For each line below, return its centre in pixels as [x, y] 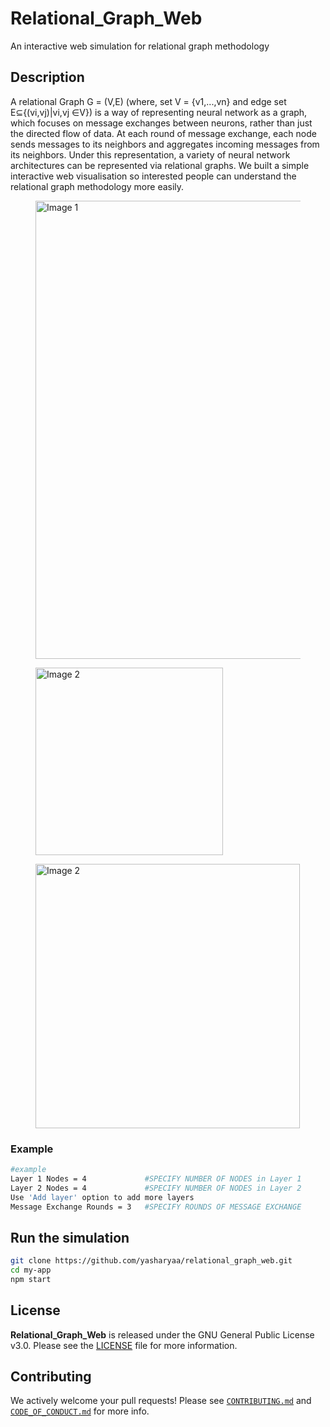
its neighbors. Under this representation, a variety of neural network [150, 154]
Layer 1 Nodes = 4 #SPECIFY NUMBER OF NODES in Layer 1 [156, 1178]
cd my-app [31, 1270]
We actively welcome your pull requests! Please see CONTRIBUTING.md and [161, 1401]
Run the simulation [70, 1237]
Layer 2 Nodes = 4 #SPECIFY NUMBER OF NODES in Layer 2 [156, 1188]
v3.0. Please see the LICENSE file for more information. [124, 1345]
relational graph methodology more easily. [97, 186]
